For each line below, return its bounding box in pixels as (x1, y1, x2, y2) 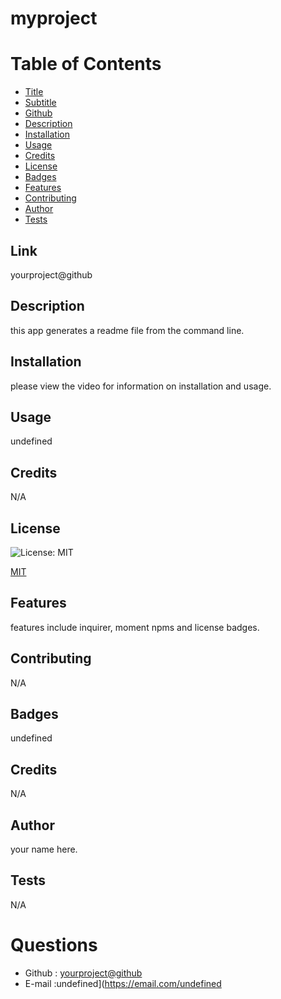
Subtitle (24, 97, 57, 109)
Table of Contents (10, 53, 162, 76)
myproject (10, 7, 98, 30)
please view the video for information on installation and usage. (10, 380, 272, 392)
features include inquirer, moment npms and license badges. (10, 621, 260, 633)
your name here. (10, 843, 78, 856)
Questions (10, 934, 98, 957)
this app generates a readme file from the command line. (10, 324, 245, 336)
